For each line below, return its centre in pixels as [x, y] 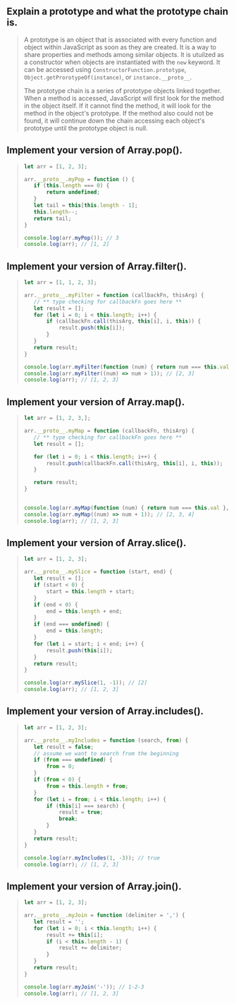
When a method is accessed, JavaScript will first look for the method [124, 98]
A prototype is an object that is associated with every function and [120, 39]
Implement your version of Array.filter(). [97, 266]
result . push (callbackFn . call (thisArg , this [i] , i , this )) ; [135, 463]
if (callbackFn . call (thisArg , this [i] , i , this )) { [124, 321]
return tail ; [52, 218]
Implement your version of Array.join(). [94, 886]
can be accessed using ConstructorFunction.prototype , [105, 69]
